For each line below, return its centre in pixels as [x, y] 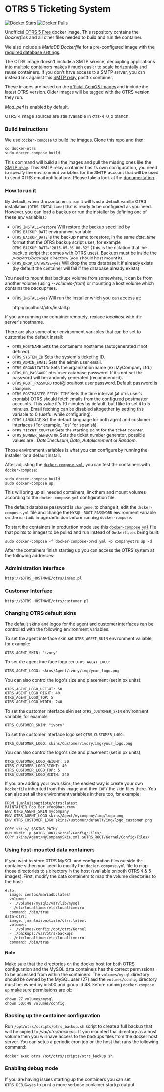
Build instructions [27, 129]
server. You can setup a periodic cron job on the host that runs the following [82, 1042]
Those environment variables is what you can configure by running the [76, 450]
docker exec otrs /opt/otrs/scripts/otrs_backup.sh [59, 1056]
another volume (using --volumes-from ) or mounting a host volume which [80, 283]
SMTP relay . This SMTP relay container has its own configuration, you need [81, 168]
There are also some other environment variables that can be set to [73, 331]
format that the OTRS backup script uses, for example [67, 242]
